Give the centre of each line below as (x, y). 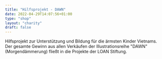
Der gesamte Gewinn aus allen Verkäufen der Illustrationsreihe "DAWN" (76, 46)
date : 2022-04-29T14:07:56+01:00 (39, 14)
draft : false (18, 28)
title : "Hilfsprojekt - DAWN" (36, 9)
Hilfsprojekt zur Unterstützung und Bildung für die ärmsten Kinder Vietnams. (81, 41)
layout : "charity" (23, 23)
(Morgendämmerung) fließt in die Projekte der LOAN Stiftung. (66, 52)
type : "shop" (18, 18)
